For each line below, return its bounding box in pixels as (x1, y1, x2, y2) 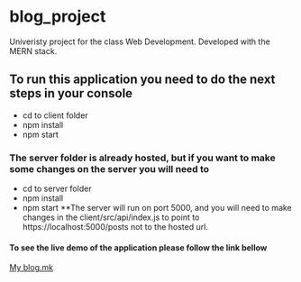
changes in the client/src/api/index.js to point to (22, 212, 200, 223)
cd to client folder (22, 110, 88, 121)
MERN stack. (9, 45, 58, 56)
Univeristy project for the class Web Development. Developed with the (9, 36, 270, 47)
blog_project (9, 6, 106, 27)
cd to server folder (22, 183, 92, 195)
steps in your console (9, 86, 133, 101)
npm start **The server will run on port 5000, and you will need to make (22, 203, 293, 214)
